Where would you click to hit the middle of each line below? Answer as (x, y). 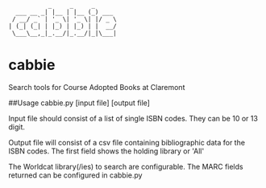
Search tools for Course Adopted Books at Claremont (97, 87)
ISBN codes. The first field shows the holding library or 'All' (106, 151)
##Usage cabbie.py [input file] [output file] (79, 103)
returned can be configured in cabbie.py (75, 175)
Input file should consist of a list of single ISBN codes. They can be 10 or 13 (133, 118)
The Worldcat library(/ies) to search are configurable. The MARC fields (126, 166)
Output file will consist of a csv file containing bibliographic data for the (127, 142)
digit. (17, 127)
